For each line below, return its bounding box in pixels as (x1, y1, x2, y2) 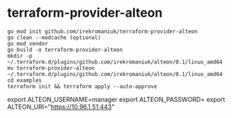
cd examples (7, 77, 42, 84)
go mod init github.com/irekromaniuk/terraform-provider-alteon (7, 28, 198, 35)
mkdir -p (7, 52, 33, 59)
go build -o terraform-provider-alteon (7, 46, 123, 53)
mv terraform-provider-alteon (7, 64, 95, 71)
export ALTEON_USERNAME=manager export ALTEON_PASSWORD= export (7, 95, 225, 103)
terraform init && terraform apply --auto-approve (7, 82, 157, 90)
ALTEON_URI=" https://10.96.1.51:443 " (7, 103, 115, 111)
